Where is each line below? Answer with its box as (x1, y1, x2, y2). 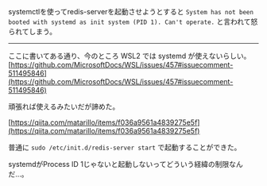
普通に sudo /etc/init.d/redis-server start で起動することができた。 (8, 142, 242, 152)
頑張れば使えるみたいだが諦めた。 (8, 102, 120, 111)
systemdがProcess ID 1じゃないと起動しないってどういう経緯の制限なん (8, 160, 244, 169)
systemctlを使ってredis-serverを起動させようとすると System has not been (8, 7, 254, 16)
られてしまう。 (8, 27, 57, 36)
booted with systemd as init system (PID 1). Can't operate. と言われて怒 (8, 17, 258, 26)
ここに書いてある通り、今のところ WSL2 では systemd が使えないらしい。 (8, 51, 251, 60)
